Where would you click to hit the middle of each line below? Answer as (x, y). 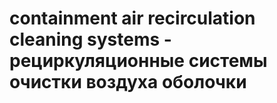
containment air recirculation (132, 18)
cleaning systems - (90, 39)
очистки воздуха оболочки (128, 82)
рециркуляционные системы (138, 61)
